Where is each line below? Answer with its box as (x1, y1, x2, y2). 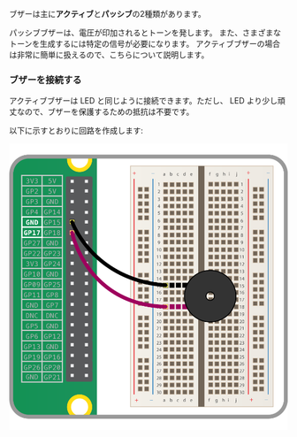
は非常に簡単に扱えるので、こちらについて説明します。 (9, 50, 209, 60)
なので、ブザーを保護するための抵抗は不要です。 (16, 106, 194, 118)
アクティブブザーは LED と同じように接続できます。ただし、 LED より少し (9, 96, 278, 106)
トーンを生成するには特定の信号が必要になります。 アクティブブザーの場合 (9, 39, 281, 49)
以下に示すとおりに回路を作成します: (9, 126, 144, 136)
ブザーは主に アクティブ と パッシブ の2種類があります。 (9, 9, 206, 19)
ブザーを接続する (9, 73, 82, 86)
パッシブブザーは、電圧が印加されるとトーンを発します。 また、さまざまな (9, 27, 281, 38)
